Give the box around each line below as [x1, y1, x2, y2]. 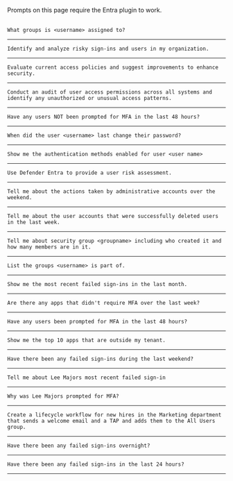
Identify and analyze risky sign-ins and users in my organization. [7, 45, 209, 52]
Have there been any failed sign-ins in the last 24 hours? [7, 461, 185, 468]
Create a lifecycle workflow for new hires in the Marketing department [7, 412, 222, 419]
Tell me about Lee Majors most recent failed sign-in [7, 374, 166, 381]
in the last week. [7, 219, 60, 226]
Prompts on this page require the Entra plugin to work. [7, 6, 162, 14]
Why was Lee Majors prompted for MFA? [7, 393, 119, 400]
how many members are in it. [7, 244, 92, 251]
